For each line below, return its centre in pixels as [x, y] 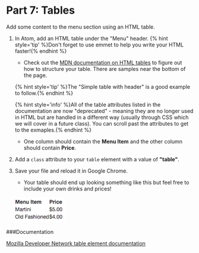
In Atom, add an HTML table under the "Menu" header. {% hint [91, 38]
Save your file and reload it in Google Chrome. [71, 171]
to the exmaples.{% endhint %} [53, 130]
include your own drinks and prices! [67, 189]
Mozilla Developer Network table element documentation [76, 243]
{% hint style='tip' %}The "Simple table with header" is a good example [102, 86]
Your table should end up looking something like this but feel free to [106, 182]
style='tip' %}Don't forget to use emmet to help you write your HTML [99, 45]
